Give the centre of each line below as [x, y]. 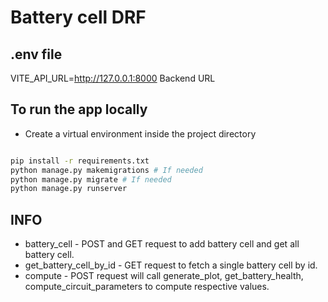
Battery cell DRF [78, 17]
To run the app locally [79, 109]
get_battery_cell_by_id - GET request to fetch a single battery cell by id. [171, 265]
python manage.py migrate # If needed [91, 179]
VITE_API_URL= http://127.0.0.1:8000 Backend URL [113, 78]
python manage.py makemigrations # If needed [106, 170]
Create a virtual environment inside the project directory [140, 133]
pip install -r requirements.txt [80, 161]
